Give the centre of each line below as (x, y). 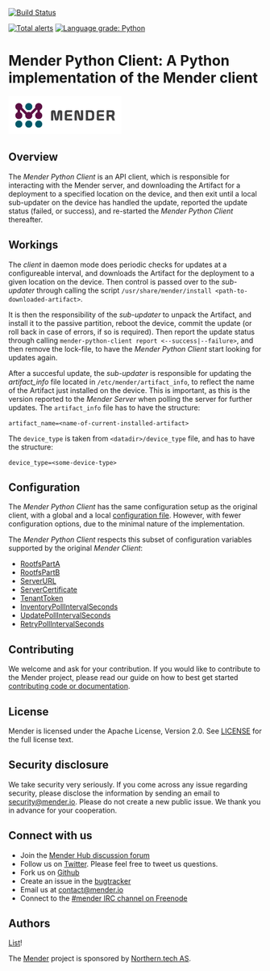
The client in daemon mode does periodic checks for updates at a (118, 264)
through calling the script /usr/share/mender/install (124, 290)
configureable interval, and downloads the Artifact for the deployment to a (132, 273)
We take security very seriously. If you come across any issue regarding (128, 784)
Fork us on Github (50, 872)
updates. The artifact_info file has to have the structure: (104, 407)
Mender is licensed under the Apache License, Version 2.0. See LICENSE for (135, 731)
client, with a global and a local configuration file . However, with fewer (125, 515)
